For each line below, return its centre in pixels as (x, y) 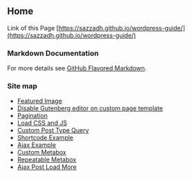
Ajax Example (37, 145)
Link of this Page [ (33, 28)
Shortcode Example (45, 138)
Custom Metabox (42, 152)
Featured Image (39, 101)
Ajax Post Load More (47, 167)
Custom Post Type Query (53, 130)
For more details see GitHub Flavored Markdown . (77, 68)
